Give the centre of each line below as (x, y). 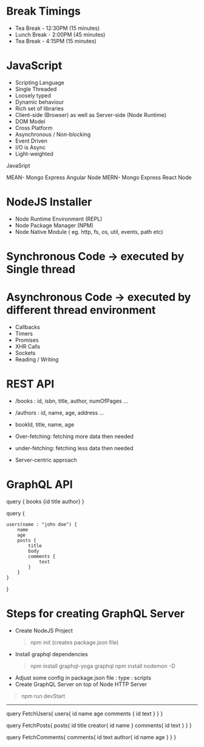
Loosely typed (33, 95)
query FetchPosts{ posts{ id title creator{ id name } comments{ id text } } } (99, 725)
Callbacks (28, 327)
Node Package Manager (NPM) (54, 225)
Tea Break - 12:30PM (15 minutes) (57, 28)
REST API (30, 384)
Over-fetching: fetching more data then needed (74, 436)
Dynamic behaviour (39, 102)
